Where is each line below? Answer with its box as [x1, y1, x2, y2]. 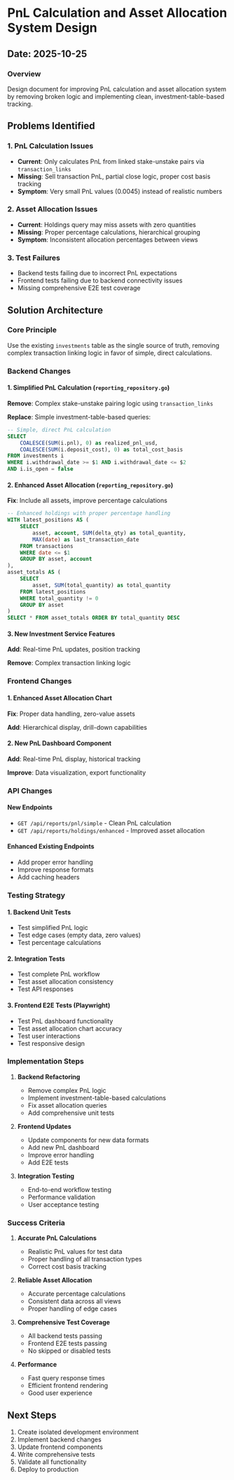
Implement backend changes [17, 1435, 102, 1443]
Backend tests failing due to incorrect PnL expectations [17, 269, 177, 277]
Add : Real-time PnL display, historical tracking [7, 754, 141, 763]
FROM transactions [20, 542, 74, 549]
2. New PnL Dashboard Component [7, 739, 112, 747]
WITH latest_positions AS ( [7, 516, 90, 524]
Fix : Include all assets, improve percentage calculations [7, 497, 168, 505]
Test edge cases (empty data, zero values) [17, 931, 142, 939]
